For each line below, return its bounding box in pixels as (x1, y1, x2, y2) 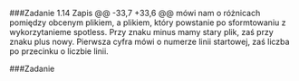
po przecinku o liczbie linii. (9, 46, 109, 57)
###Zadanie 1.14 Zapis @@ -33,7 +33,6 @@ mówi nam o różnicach (9, 8, 261, 18)
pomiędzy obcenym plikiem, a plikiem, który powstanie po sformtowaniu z (9, 17, 286, 28)
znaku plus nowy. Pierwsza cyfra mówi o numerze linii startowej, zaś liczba (9, 36, 290, 47)
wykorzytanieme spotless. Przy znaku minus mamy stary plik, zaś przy (9, 27, 274, 37)
